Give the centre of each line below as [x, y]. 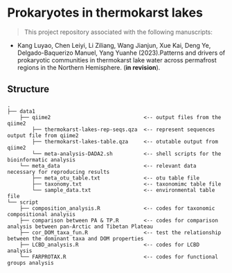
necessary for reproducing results [59, 172]
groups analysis [30, 263]
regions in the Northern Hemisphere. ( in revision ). [89, 67]
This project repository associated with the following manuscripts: [118, 32]
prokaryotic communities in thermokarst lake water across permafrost [117, 60]
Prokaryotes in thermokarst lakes [105, 13]
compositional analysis [42, 214]
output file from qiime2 [43, 135]
